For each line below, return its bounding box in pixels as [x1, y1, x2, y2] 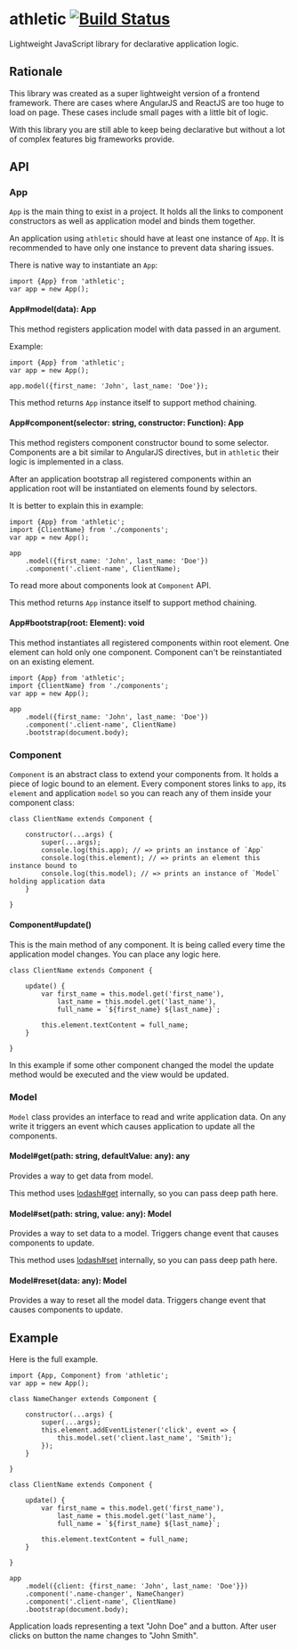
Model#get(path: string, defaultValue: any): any [9, 1151, 190, 1162]
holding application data [9, 877, 105, 886]
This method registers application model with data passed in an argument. [9, 324, 282, 334]
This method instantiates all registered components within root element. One [9, 637, 290, 648]
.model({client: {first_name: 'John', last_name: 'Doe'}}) [25, 1582, 249, 1591]
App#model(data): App [9, 304, 97, 315]
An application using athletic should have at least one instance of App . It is [9, 233, 285, 244]
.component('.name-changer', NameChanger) [25, 1589, 185, 1599]
